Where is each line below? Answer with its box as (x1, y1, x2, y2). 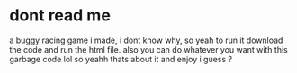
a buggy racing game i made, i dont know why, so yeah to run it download (9, 35, 283, 45)
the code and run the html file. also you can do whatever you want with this (9, 44, 288, 54)
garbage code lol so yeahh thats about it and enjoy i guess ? (9, 53, 232, 64)
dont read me (9, 5, 111, 26)
